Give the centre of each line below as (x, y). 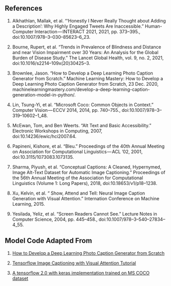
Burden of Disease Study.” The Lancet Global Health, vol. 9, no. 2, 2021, (88, 58)
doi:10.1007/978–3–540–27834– (132, 219)
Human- (153, 26)
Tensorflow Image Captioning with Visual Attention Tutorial (74, 263)
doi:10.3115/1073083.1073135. (43, 157)
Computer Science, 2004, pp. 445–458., (55, 219)
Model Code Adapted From (49, 241)
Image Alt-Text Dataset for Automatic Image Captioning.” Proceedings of (89, 172)
